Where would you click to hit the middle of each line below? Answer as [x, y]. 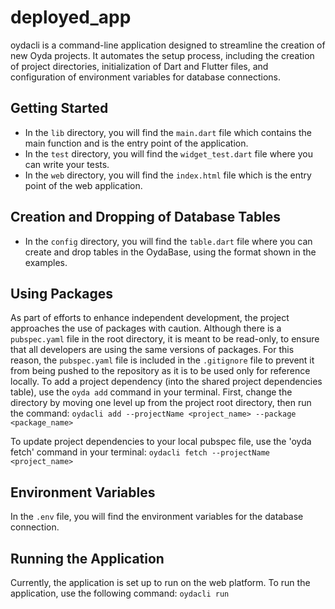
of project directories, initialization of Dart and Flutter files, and [139, 66]
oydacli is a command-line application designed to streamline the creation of [168, 45]
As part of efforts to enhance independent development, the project [150, 318]
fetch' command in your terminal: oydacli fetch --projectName [140, 452]
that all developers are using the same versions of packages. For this [152, 350]
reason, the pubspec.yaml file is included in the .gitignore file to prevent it [162, 360]
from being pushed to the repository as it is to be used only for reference [160, 371]
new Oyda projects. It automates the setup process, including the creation [162, 55]
